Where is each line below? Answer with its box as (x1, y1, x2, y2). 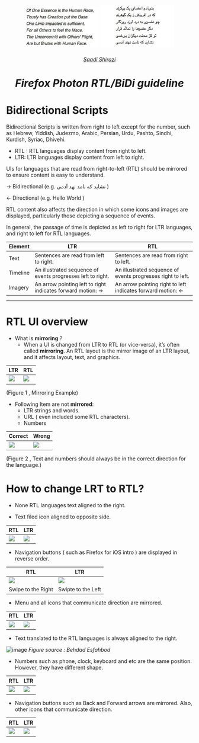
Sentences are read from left (34, 251, 105, 259)
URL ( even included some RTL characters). (23, 413, 130, 420)
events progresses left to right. (34, 272, 110, 280)
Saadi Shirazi (83, 56, 116, 63)
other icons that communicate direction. (14, 706, 113, 713)
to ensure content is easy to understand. (6, 171, 105, 178)
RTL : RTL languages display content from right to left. (14, 147, 147, 154)
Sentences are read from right (115, 251, 188, 259)
